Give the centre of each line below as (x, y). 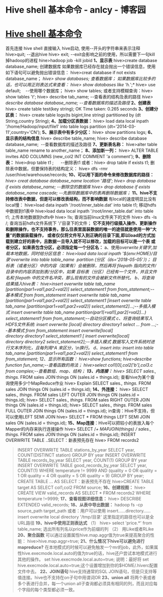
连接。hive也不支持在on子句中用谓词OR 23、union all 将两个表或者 (89, 578)
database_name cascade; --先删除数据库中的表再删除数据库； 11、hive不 (79, 193)
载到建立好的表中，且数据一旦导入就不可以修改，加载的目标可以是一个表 (78, 242)
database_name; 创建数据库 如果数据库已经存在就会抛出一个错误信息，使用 (81, 66)
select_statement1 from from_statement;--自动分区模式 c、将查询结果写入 (79, 319)
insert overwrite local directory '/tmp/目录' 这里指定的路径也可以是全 (86, 517)
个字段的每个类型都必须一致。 (47, 590)
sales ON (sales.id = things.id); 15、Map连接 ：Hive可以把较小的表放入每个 (80, 423)
